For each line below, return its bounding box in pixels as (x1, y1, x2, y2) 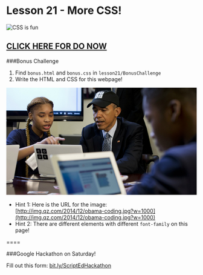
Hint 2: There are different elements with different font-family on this (14, 220, 188, 228)
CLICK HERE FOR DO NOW (6, 41, 107, 51)
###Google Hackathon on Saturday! (6, 250, 96, 257)
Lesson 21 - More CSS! (6, 4, 122, 18)
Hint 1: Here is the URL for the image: (14, 201, 108, 208)
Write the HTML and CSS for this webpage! (14, 75, 123, 82)
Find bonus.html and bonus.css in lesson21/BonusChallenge (14, 69, 161, 76)
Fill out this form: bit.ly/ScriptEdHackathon (6, 262, 112, 270)
